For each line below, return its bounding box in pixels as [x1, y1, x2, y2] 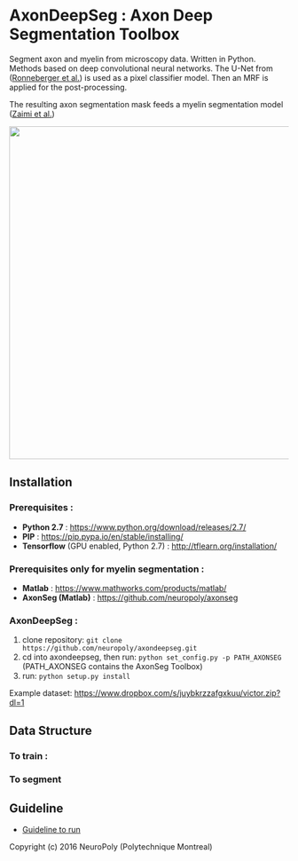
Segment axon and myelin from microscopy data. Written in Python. [9, 53, 256, 64]
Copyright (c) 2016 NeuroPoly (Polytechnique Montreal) [9, 841, 213, 852]
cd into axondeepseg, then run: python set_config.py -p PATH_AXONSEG [21, 652, 282, 662]
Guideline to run [21, 825, 82, 835]
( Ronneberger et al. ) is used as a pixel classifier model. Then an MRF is [9, 72, 269, 83]
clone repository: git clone [21, 635, 122, 645]
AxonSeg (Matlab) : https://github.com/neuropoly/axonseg [21, 592, 239, 603]
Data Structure [9, 723, 93, 738]
